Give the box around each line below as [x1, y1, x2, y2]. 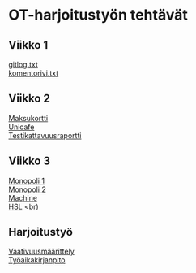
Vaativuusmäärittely [8, 246, 75, 257]
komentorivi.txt [8, 68, 59, 78]
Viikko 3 [8, 154, 51, 168]
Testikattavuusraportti [8, 130, 82, 140]
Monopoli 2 [8, 184, 46, 194]
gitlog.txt [8, 59, 39, 69]
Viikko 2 [8, 92, 51, 106]
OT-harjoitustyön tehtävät [8, 6, 188, 24]
